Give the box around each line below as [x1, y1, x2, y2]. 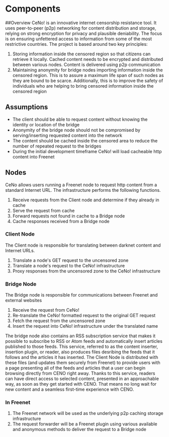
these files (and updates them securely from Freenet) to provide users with [5, 359, 161, 366]
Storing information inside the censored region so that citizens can [12, 51, 151, 57]
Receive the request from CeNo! [12, 307, 79, 313]
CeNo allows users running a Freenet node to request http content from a [5, 182, 157, 188]
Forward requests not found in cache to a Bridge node [12, 212, 125, 219]
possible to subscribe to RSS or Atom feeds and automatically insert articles [5, 338, 162, 344]
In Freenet [5, 399, 31, 406]
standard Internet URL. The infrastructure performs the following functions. [5, 187, 161, 193]
